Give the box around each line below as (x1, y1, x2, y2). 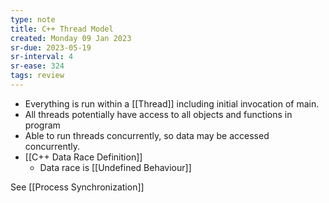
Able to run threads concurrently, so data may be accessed (24, 129, 270, 141)
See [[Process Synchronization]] (10, 181, 145, 193)
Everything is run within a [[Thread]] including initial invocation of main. (24, 97, 320, 110)
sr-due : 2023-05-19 (10, 42, 92, 53)
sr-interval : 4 (10, 52, 74, 62)
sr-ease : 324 (10, 61, 65, 71)
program (24, 119, 61, 131)
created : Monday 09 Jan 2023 (10, 33, 132, 43)
